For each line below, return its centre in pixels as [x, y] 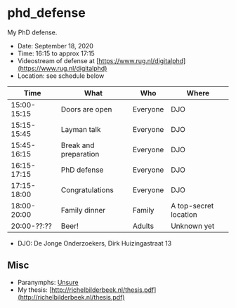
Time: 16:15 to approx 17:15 [56, 53]
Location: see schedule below [61, 76]
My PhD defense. [32, 32]
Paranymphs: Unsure [48, 282]
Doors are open [86, 109]
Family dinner [83, 210]
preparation [80, 154]
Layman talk [81, 129]
